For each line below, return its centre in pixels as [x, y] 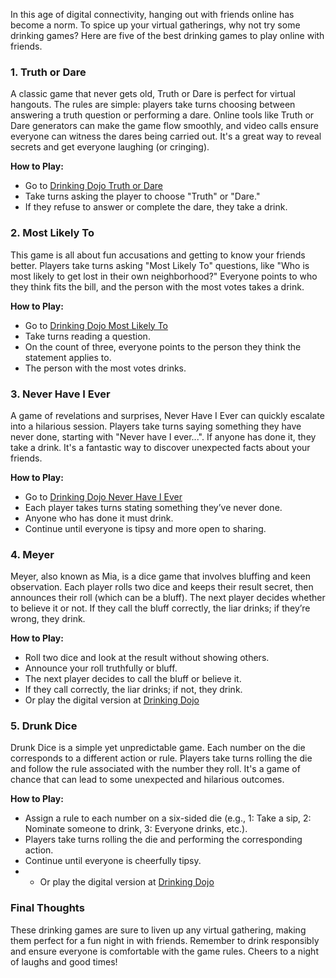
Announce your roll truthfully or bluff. [101, 668]
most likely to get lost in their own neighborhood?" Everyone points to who [164, 276]
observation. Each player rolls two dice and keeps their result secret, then [162, 587]
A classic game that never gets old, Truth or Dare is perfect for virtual [153, 94]
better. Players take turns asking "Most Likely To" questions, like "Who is [160, 265]
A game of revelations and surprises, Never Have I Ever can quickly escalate [167, 415]
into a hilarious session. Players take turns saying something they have [156, 426]
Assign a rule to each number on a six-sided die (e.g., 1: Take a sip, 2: [168, 818]
